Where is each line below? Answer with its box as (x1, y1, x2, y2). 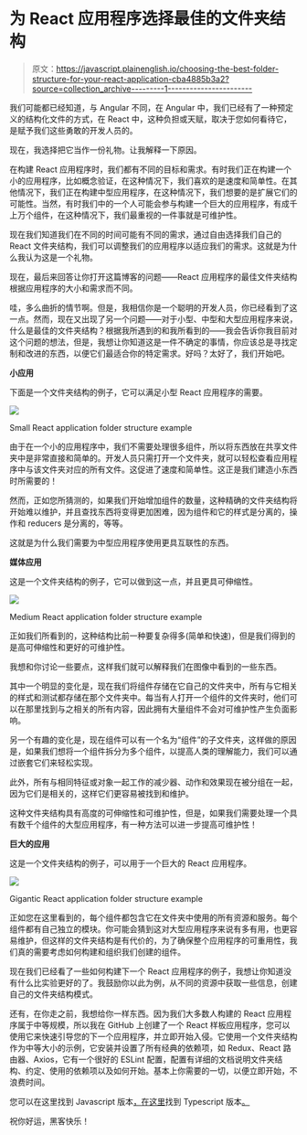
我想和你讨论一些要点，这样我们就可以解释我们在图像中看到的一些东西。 (9, 660, 281, 672)
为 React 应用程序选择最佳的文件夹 (9, 8, 270, 29)
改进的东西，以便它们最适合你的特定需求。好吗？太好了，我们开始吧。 (25, 348, 290, 359)
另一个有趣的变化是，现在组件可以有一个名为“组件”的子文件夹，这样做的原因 (9, 733, 297, 745)
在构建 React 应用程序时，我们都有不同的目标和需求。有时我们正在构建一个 (9, 164, 292, 175)
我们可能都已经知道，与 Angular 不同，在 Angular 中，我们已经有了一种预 (9, 102, 286, 112)
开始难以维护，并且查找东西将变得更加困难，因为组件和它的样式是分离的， (9, 506, 290, 517)
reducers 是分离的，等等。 (26, 518, 128, 529)
